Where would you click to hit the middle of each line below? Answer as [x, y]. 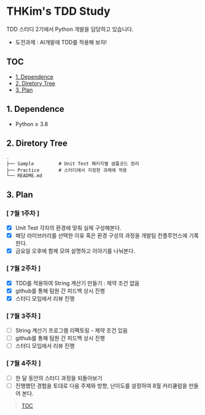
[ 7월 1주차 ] [23, 213]
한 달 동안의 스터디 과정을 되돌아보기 [59, 378]
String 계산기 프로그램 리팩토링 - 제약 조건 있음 [71, 331]
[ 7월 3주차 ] [24, 316]
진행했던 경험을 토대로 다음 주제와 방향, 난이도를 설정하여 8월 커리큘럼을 [101, 385]
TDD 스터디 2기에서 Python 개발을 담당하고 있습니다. [70, 29]
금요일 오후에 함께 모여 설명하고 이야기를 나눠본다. [75, 251]
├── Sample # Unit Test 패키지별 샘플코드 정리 [73, 164]
